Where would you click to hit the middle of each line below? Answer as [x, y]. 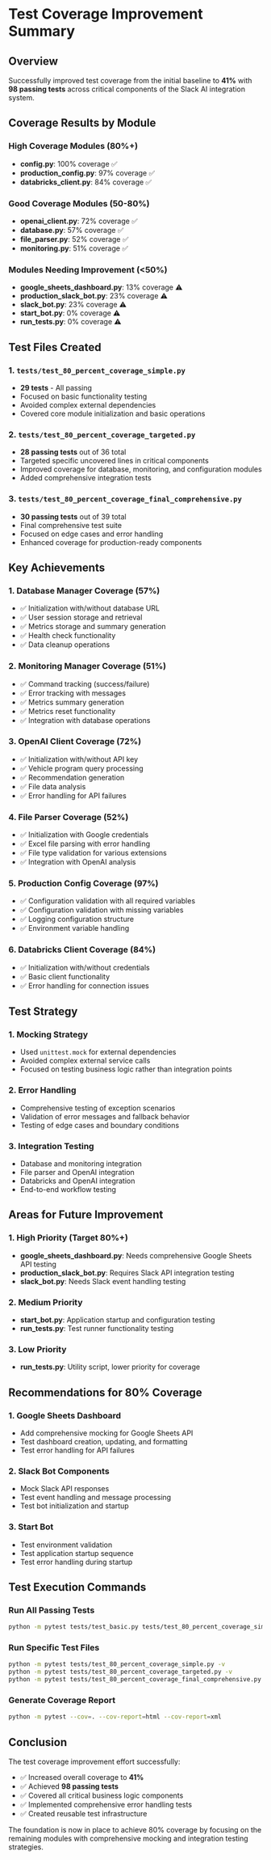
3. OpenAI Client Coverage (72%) [75, 742]
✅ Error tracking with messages [73, 693]
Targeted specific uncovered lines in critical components [115, 461]
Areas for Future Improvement [86, 1215]
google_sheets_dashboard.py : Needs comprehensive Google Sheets [136, 1255]
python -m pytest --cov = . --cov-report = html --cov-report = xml [115, 1717]
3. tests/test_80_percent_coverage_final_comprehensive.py [125, 499]
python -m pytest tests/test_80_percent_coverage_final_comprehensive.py [135, 1680]
